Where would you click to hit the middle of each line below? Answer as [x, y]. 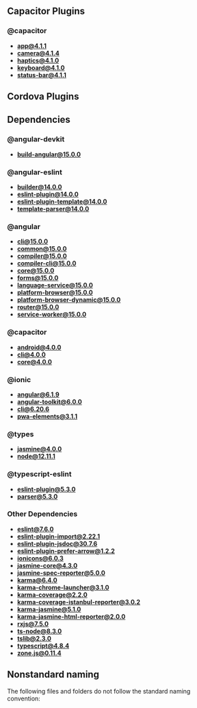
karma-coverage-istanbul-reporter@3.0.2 [79, 602]
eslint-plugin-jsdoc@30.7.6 [57, 543]
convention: [24, 698]
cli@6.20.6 [33, 409]
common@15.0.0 [42, 249]
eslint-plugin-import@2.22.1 [58, 536]
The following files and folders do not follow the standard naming [99, 691]
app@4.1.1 [31, 46]
